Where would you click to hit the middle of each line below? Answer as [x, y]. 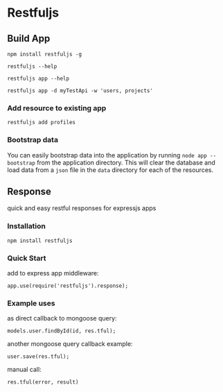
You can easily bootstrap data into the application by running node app [107, 155]
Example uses [31, 303]
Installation [27, 226]
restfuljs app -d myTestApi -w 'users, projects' [80, 91]
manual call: [24, 370]
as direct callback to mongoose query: [62, 318]
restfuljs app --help [38, 78]
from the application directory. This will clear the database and [126, 162]
